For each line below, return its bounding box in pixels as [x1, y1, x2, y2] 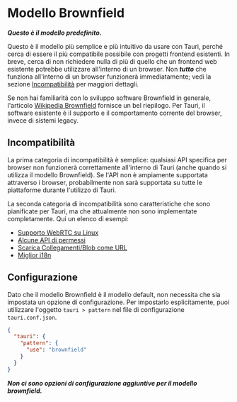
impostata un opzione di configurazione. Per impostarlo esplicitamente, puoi [7, 298, 230, 306]
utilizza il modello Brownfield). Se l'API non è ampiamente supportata [7, 170, 209, 179]
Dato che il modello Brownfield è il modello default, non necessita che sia [7, 290, 221, 298]
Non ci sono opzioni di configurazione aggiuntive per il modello [7, 379, 197, 387]
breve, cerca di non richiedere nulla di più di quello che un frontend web [7, 57, 217, 65]
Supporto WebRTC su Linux [17, 228, 99, 237]
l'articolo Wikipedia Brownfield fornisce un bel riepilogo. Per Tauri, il [7, 101, 205, 109]
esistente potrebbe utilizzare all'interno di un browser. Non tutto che [7, 65, 207, 73]
